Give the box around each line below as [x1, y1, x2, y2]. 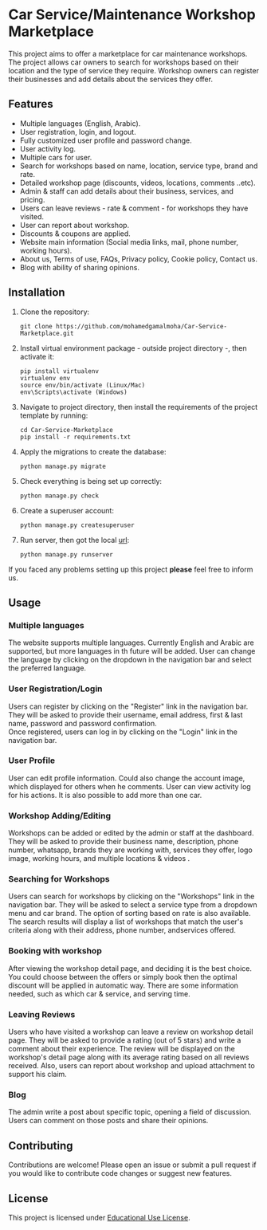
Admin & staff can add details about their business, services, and [19, 186, 234, 196]
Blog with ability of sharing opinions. [19, 262, 139, 272]
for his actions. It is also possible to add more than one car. [8, 790, 202, 800]
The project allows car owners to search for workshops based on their [8, 57, 239, 67]
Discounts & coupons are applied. [19, 229, 132, 238]
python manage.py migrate [19, 462, 106, 470]
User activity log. [19, 143, 77, 153]
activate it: [19, 352, 54, 361]
